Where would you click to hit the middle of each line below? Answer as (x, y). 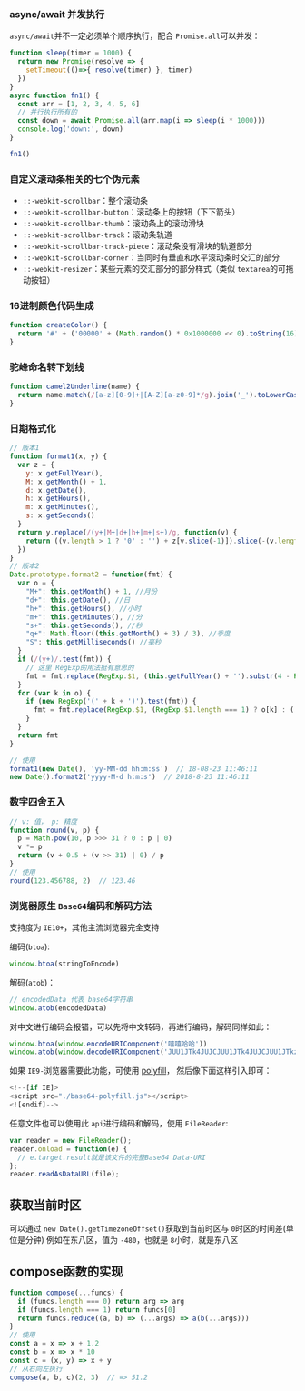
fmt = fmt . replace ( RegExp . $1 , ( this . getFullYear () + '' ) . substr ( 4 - (158, 676)
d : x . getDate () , (57, 490)
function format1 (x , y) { (58, 456)
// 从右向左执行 (36, 1369)
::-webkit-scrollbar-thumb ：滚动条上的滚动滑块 (113, 224)
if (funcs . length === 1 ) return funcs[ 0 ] (97, 1310)
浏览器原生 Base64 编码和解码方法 (81, 906)
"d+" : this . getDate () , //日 (78, 600)
